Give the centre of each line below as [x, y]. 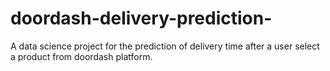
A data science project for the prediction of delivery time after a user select [165, 46]
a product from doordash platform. [81, 56]
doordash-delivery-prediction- [141, 18]
